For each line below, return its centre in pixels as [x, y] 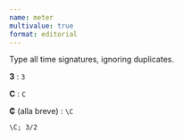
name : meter [31, 17]
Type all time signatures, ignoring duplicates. [91, 60]
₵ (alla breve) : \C [42, 111]
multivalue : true [42, 26]
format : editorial [43, 34]
